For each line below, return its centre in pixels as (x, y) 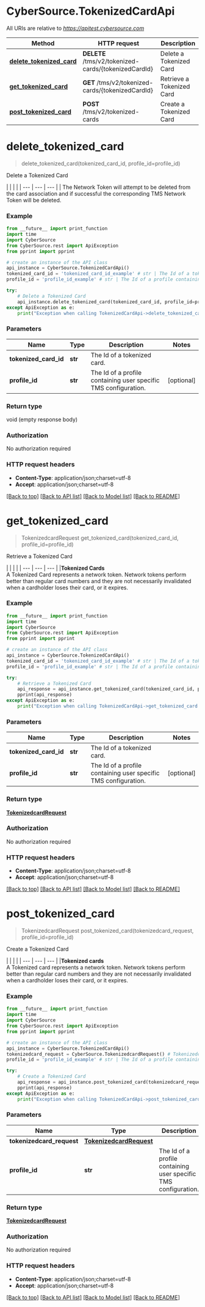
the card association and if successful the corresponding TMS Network (96, 193)
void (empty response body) (42, 419)
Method (43, 43)
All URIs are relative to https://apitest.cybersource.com (75, 28)
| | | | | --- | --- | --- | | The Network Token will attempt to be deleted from (99, 187)
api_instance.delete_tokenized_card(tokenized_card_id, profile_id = (106, 302)
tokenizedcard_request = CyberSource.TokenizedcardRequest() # (88, 1054)
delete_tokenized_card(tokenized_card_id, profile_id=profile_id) (101, 163)
